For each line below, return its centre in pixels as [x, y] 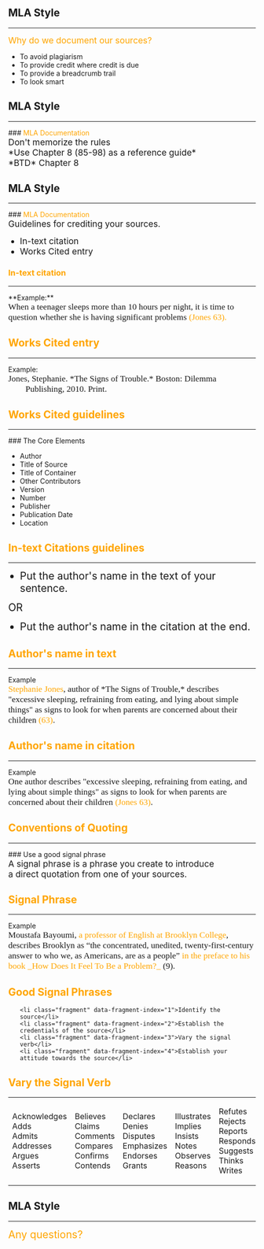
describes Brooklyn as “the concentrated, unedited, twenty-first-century [131, 945]
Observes [193, 1156]
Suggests [236, 1151]
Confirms [92, 1156]
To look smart [42, 81]
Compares [94, 1146]
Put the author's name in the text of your [117, 576]
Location [34, 523]
